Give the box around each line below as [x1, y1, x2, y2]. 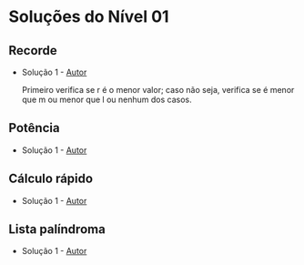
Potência [8, 120, 60, 136]
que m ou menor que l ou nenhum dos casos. [21, 94, 192, 105]
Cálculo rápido [8, 171, 93, 187]
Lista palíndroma [8, 221, 106, 238]
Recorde [8, 43, 58, 58]
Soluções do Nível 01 [8, 6, 169, 27]
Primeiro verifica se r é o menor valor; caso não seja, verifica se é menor [21, 85, 295, 95]
